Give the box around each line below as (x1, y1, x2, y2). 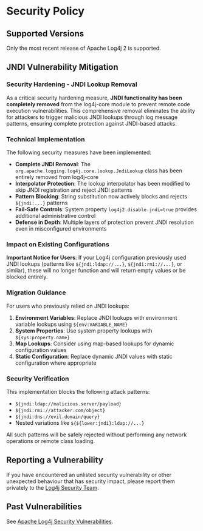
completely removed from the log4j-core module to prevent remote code (6, 100, 190, 107)
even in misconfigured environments (15, 225, 107, 232)
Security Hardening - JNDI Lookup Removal (6, 80, 138, 89)
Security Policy (6, 4, 85, 18)
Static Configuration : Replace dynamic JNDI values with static (15, 353, 173, 360)
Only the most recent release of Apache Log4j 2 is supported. (6, 44, 161, 52)
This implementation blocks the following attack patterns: (6, 388, 150, 395)
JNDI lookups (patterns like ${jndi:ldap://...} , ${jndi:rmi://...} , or (6, 260, 182, 268)
